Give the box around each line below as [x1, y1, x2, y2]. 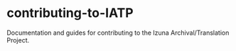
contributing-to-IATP [6, 5, 134, 21]
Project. [6, 35, 30, 44]
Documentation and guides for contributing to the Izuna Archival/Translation [6, 28, 230, 37]
